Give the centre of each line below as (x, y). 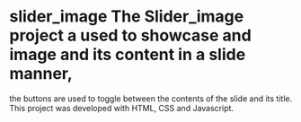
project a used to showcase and (130, 35)
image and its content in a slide (128, 55)
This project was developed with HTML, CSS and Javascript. (122, 108)
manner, (41, 74)
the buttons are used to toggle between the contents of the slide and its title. (151, 98)
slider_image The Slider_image (127, 17)
